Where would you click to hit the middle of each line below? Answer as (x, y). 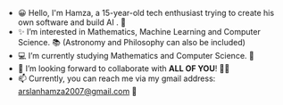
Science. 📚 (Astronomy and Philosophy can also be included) (131, 42)
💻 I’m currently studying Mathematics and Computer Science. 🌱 (136, 56)
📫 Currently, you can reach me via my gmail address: (117, 78)
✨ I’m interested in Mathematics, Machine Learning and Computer (139, 32)
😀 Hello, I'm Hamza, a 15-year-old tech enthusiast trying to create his (146, 13)
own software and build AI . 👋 (72, 22)
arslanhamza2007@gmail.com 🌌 (77, 91)
